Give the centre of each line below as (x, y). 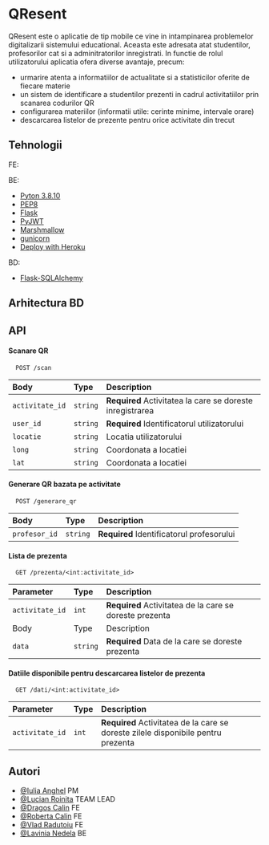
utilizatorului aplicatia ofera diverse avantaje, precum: (96, 62)
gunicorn (35, 238)
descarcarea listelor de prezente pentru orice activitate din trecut (127, 120)
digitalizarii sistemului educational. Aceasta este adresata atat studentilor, (129, 44)
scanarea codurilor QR (57, 103)
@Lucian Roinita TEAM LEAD (68, 799)
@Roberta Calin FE (51, 816)
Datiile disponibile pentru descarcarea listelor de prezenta (107, 673)
